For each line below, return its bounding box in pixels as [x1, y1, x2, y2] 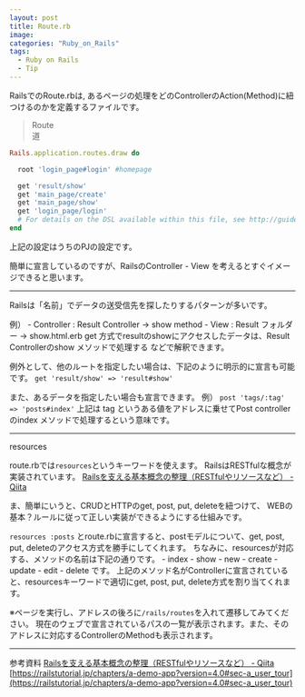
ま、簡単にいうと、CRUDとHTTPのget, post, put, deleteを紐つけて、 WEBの [9, 500, 293, 511]
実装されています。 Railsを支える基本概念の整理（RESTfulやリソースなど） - [9, 471, 294, 482]
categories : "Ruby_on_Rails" [9, 38, 120, 48]
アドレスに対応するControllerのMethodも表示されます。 [9, 629, 218, 641]
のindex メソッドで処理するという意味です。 [9, 414, 175, 425]
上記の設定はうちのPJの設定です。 [9, 241, 138, 252]
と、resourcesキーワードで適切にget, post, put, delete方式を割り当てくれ [9, 576, 283, 587]
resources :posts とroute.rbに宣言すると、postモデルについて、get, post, [9, 531, 285, 542]
